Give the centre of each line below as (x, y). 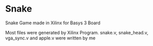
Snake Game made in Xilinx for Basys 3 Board (53, 23)
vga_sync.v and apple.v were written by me (50, 38)
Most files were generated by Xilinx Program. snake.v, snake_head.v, (77, 32)
